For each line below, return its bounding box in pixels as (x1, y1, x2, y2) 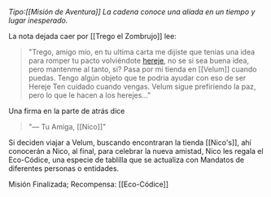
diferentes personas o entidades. (8, 164, 120, 173)
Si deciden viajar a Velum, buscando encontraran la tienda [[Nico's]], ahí (8, 138, 251, 147)
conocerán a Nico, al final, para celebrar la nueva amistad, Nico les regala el (8, 147, 264, 155)
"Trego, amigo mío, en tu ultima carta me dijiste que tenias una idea (28, 47, 256, 56)
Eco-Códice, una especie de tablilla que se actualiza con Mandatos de (8, 155, 245, 164)
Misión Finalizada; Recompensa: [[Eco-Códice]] (8, 179, 169, 189)
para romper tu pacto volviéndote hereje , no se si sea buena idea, (28, 56, 250, 65)
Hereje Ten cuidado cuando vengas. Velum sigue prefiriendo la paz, (28, 81, 256, 91)
